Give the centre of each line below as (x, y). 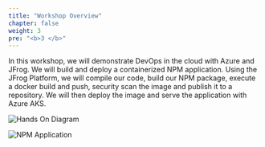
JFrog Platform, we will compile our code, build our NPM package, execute (132, 78)
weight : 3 (25, 31)
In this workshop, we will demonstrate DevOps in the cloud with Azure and (131, 61)
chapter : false (34, 23)
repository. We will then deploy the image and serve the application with (128, 95)
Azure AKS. (27, 104)
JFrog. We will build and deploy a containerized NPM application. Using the (133, 70)
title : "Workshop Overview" (55, 16)
